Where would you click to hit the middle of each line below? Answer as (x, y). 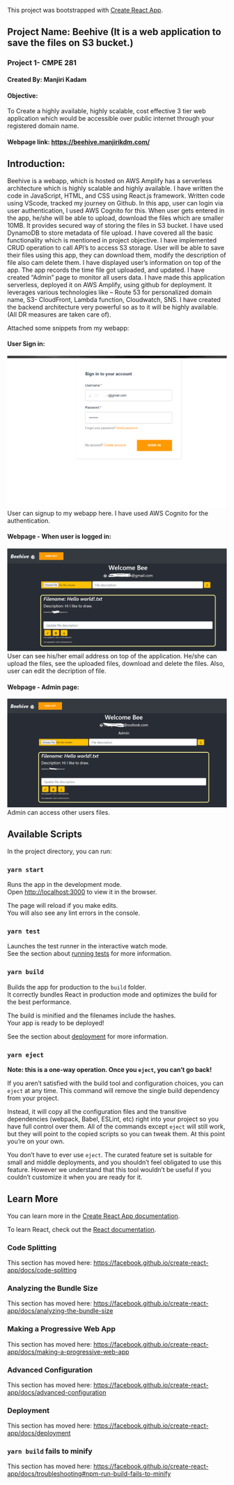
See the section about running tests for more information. (89, 954)
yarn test (24, 931)
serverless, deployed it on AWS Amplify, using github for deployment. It (110, 284)
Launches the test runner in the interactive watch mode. (88, 946)
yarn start (25, 870)
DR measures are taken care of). (65, 314)
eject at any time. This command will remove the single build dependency (114, 1090)
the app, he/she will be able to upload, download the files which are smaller (116, 218)
